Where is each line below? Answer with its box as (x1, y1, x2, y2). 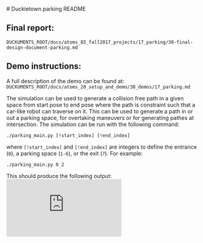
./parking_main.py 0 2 (6, 162, 64, 168)
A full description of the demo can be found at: (6, 77, 124, 84)
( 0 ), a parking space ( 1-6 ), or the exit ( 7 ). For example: (6, 149, 143, 157)
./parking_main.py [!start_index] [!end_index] (6, 132, 131, 138)
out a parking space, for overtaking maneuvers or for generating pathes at (6, 114, 194, 121)
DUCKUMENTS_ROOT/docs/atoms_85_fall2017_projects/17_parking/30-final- (6, 39, 193, 45)
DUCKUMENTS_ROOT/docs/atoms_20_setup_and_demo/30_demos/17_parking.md (6, 84, 191, 90)
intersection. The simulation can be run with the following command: (6, 121, 180, 128)
